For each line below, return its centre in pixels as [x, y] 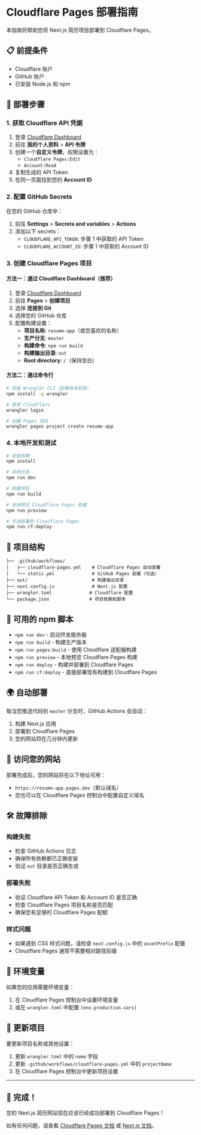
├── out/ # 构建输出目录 [65, 580]
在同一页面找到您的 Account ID [53, 180]
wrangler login [25, 410]
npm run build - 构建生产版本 [51, 642]
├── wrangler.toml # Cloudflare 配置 [70, 593]
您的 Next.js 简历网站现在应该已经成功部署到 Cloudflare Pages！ [85, 1113]
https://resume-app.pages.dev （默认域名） [68, 787]
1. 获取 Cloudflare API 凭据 [44, 123]
